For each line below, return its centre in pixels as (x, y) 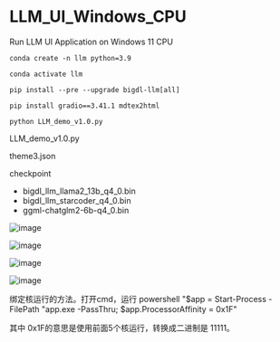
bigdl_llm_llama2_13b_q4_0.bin (79, 191)
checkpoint (30, 173)
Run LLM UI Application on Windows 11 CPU (92, 42)
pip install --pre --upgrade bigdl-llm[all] (95, 90)
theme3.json (33, 156)
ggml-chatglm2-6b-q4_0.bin (76, 210)
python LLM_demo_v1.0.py (56, 121)
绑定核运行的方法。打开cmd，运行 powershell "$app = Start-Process (138, 299)
